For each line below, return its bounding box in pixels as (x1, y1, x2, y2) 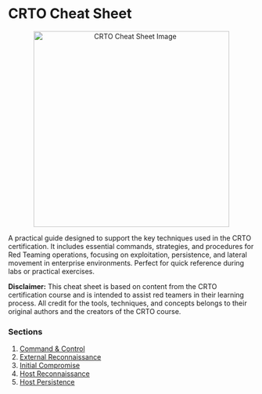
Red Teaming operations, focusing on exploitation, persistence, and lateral (8, 250, 248, 259)
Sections (8, 326, 43, 337)
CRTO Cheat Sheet (8, 5, 132, 23)
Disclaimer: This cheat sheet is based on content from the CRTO (8, 281, 217, 291)
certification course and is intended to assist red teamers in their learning (8, 290, 245, 299)
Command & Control (19, 344, 85, 353)
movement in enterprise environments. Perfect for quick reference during (8, 258, 245, 267)
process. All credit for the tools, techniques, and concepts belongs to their (8, 298, 248, 308)
